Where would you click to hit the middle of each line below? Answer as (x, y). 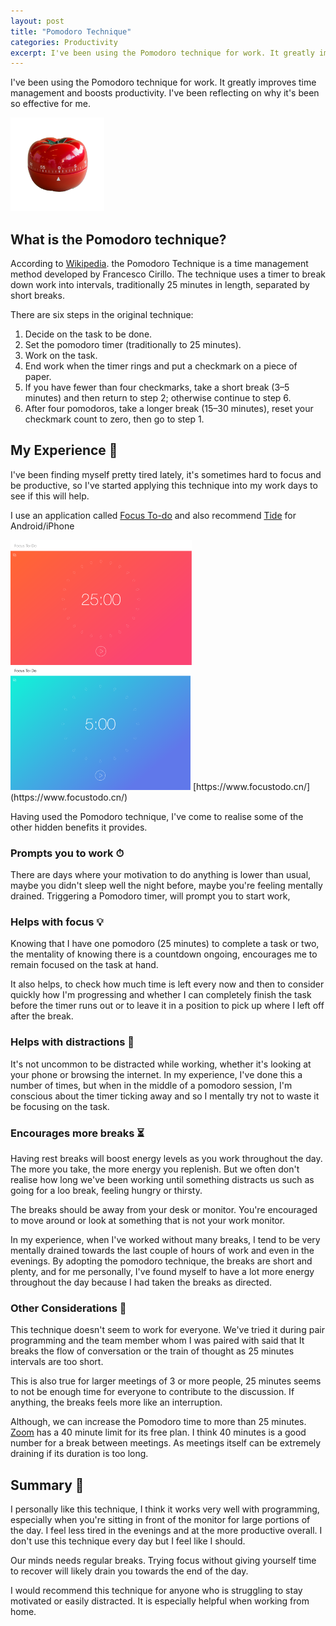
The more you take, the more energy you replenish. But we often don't (155, 1169)
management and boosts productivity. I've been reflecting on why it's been (165, 93)
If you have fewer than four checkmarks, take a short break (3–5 (157, 387)
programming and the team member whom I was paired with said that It (157, 1341)
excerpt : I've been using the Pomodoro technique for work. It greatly (162, 53)
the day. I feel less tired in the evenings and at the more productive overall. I (166, 1531)
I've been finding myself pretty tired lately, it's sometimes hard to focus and (166, 474)
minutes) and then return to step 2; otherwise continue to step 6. (158, 398)
